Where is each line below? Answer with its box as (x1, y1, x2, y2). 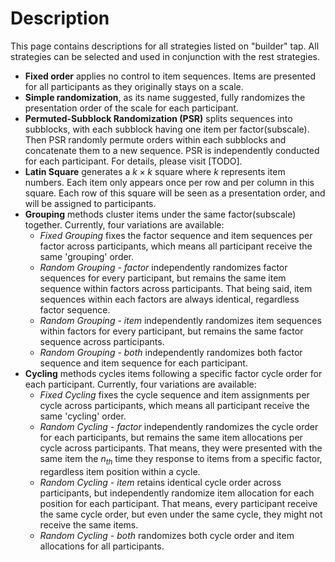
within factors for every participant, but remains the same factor (39, 325, 304, 337)
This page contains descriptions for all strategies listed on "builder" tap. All (10, 40, 320, 52)
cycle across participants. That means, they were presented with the (39, 442, 323, 454)
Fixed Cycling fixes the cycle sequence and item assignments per (39, 388, 310, 401)
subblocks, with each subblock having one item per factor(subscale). (24, 123, 310, 135)
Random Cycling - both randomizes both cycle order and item (39, 529, 295, 541)
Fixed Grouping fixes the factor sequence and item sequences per (39, 229, 313, 241)
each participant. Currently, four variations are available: (24, 378, 257, 390)
